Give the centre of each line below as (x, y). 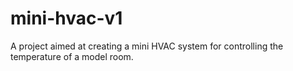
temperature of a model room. (72, 56)
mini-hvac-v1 (66, 18)
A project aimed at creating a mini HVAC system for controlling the (147, 46)
